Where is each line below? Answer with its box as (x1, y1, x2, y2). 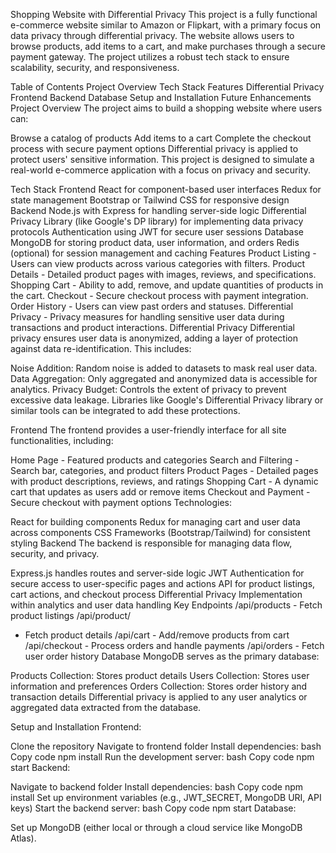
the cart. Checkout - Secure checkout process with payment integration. (10, 290, 309, 301)
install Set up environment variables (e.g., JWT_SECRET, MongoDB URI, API (10, 792, 322, 803)
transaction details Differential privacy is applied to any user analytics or (10, 691, 308, 703)
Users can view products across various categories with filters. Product (10, 258, 306, 269)
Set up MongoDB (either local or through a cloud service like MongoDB (10, 822, 303, 833)
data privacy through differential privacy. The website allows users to (10, 30, 295, 41)
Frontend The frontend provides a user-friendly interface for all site (10, 424, 287, 436)
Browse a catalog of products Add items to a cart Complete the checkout (10, 132, 312, 144)
